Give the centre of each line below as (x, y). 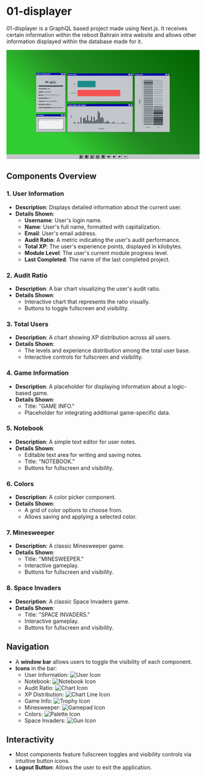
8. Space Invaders (34, 588)
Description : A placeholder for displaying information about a (93, 386)
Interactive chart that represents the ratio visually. (87, 302)
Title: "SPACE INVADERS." (57, 614)
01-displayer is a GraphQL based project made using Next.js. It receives (97, 28)
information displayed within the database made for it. (74, 41)
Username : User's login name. (63, 220)
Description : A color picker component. (66, 497)
